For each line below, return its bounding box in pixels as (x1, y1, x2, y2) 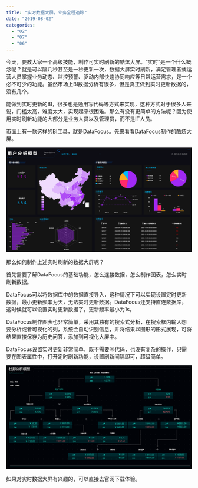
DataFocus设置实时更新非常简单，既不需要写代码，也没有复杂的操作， (6, 346, 177, 353)
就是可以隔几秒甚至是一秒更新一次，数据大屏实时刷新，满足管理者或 (21, 66, 187, 73)
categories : (6, 22, 35, 28)
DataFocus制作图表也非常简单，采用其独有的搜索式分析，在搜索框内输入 (6, 318, 182, 325)
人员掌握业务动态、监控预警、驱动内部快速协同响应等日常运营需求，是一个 (11, 73, 192, 80)
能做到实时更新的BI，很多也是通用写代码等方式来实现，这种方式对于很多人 (6, 100, 187, 108)
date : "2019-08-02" (6, 15, 54, 22)
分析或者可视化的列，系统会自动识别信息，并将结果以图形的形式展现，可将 (11, 326, 192, 333)
